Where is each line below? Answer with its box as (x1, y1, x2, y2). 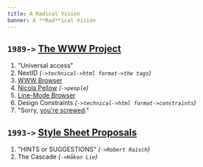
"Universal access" (17, 61, 74, 70)
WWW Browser (17, 76, 63, 85)
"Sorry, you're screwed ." (17, 106, 90, 114)
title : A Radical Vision (7, 10, 80, 18)
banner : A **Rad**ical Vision (7, 17, 97, 24)
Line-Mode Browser (17, 91, 76, 100)
